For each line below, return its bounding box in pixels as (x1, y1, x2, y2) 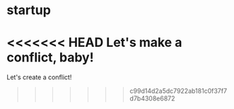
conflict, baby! (6, 50, 94, 66)
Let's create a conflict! (6, 73, 72, 81)
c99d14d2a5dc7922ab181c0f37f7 (129, 87, 228, 96)
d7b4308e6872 (129, 94, 175, 103)
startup (6, 2, 51, 18)
